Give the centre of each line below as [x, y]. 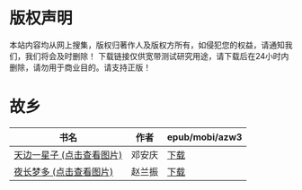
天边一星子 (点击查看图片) [68, 155]
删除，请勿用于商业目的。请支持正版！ [80, 67]
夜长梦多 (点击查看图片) [64, 171]
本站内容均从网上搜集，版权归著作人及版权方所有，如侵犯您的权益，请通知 [147, 45]
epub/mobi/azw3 [204, 137]
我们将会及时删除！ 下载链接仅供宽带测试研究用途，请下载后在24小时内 [157, 56]
